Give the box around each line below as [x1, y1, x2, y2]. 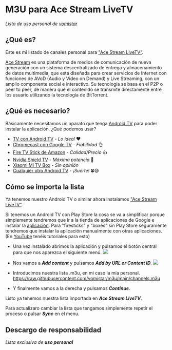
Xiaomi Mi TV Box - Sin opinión [12, 162, 79, 168]
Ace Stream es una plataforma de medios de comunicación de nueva [5, 59, 151, 65]
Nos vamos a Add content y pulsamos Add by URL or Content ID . [12, 260, 152, 266]
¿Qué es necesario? [5, 107, 70, 115]
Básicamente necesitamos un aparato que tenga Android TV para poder [5, 120, 158, 126]
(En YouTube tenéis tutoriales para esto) [5, 234, 90, 240]
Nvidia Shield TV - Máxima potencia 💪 [12, 157, 94, 163]
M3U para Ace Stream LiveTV [5, 4, 133, 15]
